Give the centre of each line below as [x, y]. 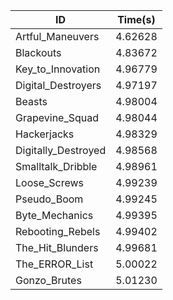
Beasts [31, 101]
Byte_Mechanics [54, 215]
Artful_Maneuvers [57, 36]
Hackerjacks [45, 134]
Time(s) [136, 19]
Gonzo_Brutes [48, 280]
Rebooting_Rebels [58, 231]
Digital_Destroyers [58, 85]
